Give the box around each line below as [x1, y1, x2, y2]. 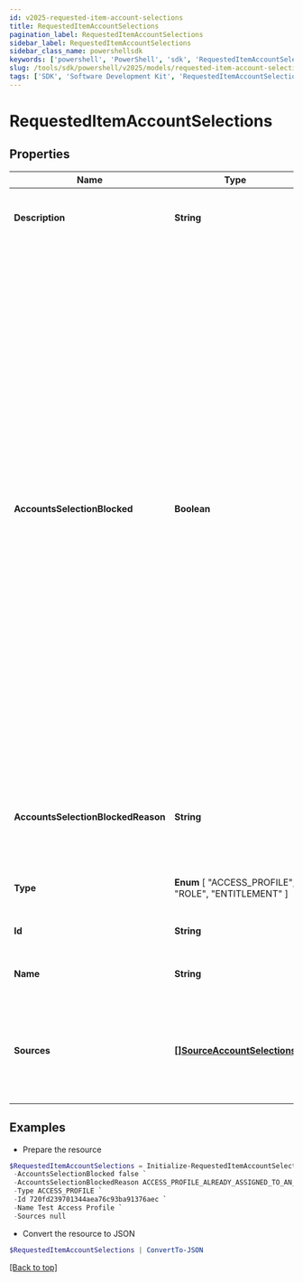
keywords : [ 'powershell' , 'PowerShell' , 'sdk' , [9, 55, 192, 64]
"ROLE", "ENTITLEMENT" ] [174, 887, 289, 899]
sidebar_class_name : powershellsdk [9, 47, 143, 56]
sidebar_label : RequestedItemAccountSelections [9, 38, 192, 48]
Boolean [174, 502, 211, 515]
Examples [9, 1120, 66, 1136]
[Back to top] [9, 1261, 58, 1273]
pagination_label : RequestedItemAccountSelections [9, 30, 204, 39]
